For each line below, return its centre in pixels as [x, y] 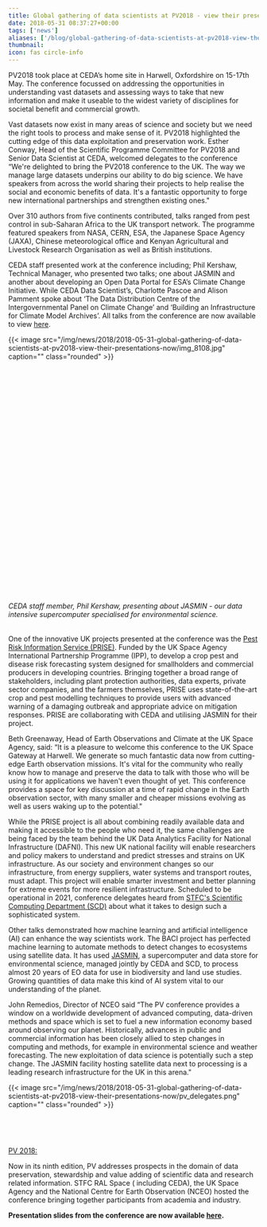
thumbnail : [26, 45]
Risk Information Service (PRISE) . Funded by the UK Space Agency [118, 647]
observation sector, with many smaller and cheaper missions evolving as [127, 798]
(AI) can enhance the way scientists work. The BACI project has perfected [130, 938]
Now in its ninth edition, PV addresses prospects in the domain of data [123, 1167]
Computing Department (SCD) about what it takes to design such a [118, 907]
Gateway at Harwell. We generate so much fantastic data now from [118, 755]
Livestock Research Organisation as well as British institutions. [110, 250]
